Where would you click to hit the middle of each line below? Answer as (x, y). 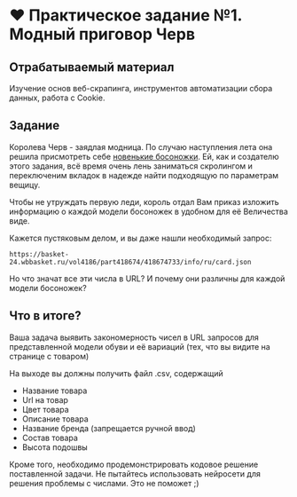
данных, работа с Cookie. (57, 98)
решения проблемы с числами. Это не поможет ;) (104, 483)
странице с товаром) (49, 356)
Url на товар (45, 399)
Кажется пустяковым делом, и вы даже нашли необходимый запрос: (141, 238)
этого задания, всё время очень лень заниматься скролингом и (131, 166)
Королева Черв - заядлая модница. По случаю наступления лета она (141, 146)
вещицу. (25, 185)
